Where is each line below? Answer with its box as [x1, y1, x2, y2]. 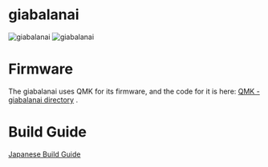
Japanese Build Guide [8, 149, 81, 159]
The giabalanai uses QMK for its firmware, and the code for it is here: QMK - [8, 86, 261, 96]
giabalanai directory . [8, 94, 79, 105]
